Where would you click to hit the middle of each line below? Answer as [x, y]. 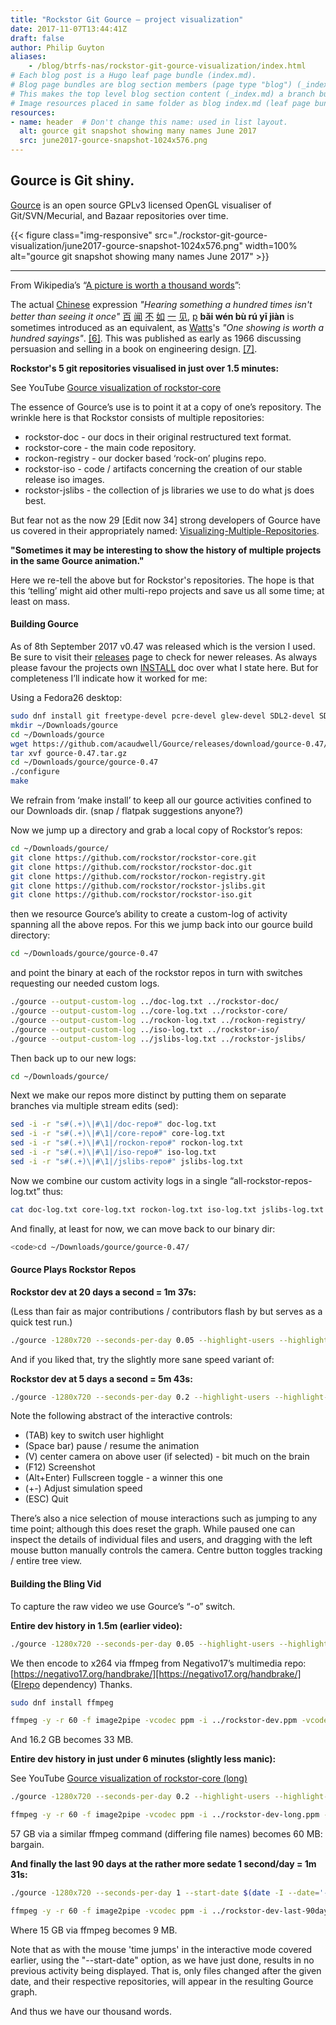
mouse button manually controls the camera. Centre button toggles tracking [166, 1550]
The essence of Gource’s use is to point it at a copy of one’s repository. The [166, 407]
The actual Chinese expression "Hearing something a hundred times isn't [161, 304]
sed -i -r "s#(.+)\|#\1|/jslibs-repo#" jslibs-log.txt [127, 1161]
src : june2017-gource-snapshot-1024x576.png [113, 141]
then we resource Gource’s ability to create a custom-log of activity [149, 914]
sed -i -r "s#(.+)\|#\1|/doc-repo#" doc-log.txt [113, 1124]
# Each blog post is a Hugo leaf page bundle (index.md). [133, 76]
